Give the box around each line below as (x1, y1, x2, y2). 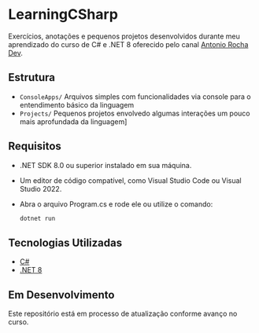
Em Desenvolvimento (8, 288, 115, 302)
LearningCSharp (8, 5, 118, 24)
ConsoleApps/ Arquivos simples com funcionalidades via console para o (19, 92, 251, 101)
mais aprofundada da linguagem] (19, 116, 128, 126)
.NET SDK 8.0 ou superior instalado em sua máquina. (19, 160, 192, 170)
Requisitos (8, 140, 61, 153)
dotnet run (19, 214, 56, 222)
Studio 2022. (19, 184, 62, 193)
